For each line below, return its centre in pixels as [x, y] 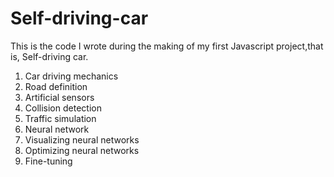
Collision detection [63, 108]
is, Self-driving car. [49, 56]
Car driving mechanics [71, 76]
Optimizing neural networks [82, 150]
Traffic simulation [60, 118]
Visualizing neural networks [82, 139]
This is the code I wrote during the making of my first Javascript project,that [167, 46]
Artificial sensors [59, 97]
